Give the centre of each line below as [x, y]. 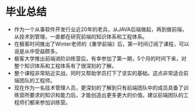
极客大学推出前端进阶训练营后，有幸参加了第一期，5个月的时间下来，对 [100, 58]
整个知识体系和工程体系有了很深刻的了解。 [65, 65]
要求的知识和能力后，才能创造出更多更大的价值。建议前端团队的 [107, 95]
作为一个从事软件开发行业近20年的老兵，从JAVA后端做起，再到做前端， [100, 29]
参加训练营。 [55, 102]
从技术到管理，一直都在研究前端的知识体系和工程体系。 [81, 36]
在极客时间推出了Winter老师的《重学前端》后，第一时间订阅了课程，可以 [102, 44]
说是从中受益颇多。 [37, 51]
